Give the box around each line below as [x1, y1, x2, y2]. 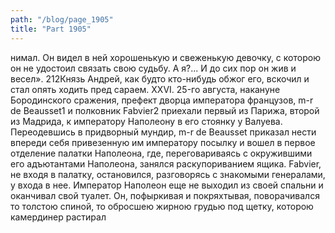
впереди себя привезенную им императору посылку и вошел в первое [10, 136, 316, 148]
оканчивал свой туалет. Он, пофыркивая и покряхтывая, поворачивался [10, 189, 320, 201]
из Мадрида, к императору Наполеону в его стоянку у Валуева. [10, 115, 283, 127]
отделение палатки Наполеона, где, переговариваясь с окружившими [10, 147, 313, 159]
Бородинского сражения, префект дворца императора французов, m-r [10, 94, 314, 106]
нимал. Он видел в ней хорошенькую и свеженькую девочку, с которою [10, 51, 321, 63]
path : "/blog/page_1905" [10, 14, 114, 25]
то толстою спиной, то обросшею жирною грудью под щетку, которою [10, 200, 314, 212]
